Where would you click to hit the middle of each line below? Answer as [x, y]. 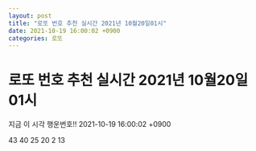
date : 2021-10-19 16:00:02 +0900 [64, 31]
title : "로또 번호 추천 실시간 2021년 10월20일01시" [88, 23]
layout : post [30, 16]
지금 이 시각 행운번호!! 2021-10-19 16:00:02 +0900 [90, 124]
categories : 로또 [35, 38]
